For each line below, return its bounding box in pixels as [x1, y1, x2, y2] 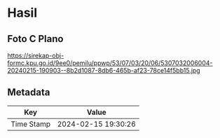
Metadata [7, 86, 50, 99]
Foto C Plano [7, 33, 64, 45]
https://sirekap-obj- [7, 51, 64, 60]
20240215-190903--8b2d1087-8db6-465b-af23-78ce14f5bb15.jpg [7, 67, 201, 74]
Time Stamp [11, 119, 51, 129]
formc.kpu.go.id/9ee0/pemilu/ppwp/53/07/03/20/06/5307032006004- [7, 59, 213, 67]
